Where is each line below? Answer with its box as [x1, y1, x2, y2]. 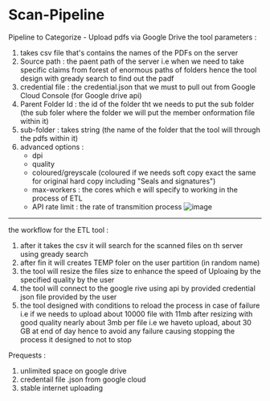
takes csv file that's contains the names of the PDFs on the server [19, 48, 239, 57]
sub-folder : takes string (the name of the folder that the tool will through [19, 125, 261, 134]
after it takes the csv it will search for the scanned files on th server [19, 240, 243, 250]
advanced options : [19, 142, 84, 151]
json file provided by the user [19, 291, 117, 301]
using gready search [19, 249, 88, 258]
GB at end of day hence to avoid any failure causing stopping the [19, 326, 235, 336]
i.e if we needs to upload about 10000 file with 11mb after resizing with [19, 308, 253, 319]
